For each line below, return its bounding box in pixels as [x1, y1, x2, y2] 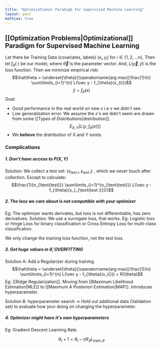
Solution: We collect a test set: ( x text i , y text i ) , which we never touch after [5, 168, 151, 175]
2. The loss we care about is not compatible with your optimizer [5, 198, 136, 204]
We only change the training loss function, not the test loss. [5, 235, 124, 241]
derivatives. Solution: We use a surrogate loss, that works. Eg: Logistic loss [5, 216, 155, 222]
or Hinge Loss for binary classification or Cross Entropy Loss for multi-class [5, 221, 157, 226]
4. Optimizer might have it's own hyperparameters [5, 315, 109, 320]
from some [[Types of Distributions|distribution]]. [12, 116, 111, 121]
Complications [5, 144, 40, 151]
